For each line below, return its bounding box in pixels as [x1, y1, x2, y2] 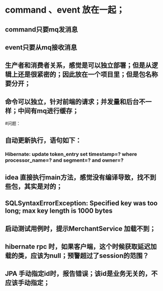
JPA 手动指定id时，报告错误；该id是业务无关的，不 [5, 270, 158, 278]
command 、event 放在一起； [5, 4, 125, 16]
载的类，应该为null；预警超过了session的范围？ [5, 252, 149, 260]
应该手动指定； [5, 279, 50, 287]
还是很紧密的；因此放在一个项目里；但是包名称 [17, 70, 158, 79]
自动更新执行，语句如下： [5, 136, 81, 144]
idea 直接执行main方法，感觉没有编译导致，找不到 [5, 173, 156, 181]
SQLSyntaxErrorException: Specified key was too [5, 199, 158, 207]
